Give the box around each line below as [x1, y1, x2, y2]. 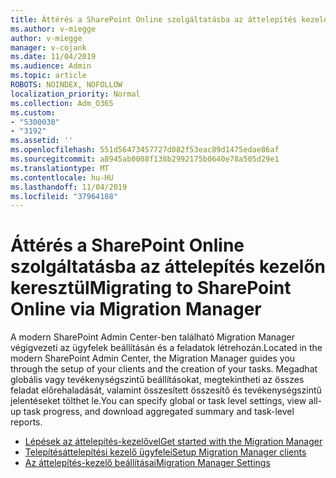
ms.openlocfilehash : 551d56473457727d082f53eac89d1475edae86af [10, 145, 280, 155]
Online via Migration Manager [10, 298, 262, 321]
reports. [10, 416, 43, 428]
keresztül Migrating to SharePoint [10, 277, 292, 300]
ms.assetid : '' [10, 136, 74, 146]
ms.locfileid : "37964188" [10, 191, 118, 201]
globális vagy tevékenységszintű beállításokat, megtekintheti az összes [10, 374, 305, 386]
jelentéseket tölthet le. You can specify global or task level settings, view [10, 395, 307, 407]
